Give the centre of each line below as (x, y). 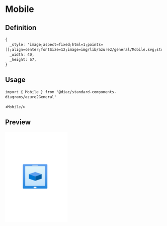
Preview (18, 122)
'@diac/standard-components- (86, 92)
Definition (21, 28)
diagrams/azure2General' (31, 97)
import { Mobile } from (30, 92)
